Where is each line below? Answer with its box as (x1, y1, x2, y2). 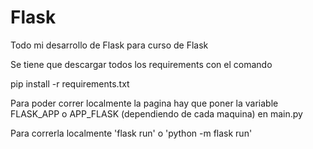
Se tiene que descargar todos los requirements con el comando (10, 58, 273, 70)
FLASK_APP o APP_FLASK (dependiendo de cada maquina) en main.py (10, 107, 303, 120)
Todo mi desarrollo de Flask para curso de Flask (10, 39, 209, 51)
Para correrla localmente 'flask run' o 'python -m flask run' (10, 127, 253, 139)
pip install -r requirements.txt (10, 77, 130, 90)
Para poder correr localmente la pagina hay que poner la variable (10, 97, 279, 109)
